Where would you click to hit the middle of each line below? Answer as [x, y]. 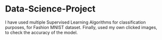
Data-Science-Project [51, 9]
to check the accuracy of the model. [41, 32]
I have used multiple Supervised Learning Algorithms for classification [75, 22]
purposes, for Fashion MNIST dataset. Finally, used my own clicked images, [81, 27]
